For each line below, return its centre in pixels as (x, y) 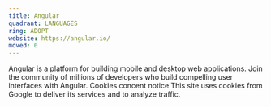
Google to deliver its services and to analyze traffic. (95, 94)
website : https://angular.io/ (60, 38)
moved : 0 (23, 46)
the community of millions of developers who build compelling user (121, 77)
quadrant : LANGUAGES (43, 23)
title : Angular (34, 16)
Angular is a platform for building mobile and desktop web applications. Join (136, 68)
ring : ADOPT (28, 31)
